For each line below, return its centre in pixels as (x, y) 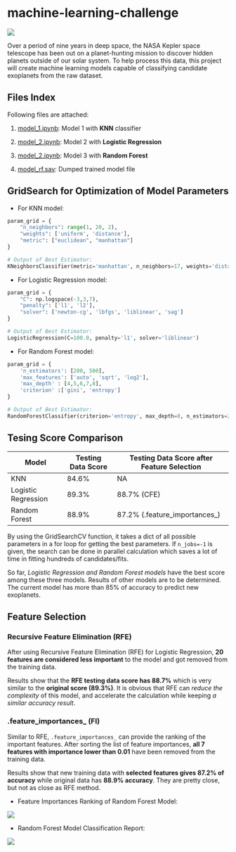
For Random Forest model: (56, 351)
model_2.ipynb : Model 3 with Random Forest (83, 155)
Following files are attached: (48, 115)
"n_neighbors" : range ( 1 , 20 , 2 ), (69, 227)
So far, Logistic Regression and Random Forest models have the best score (116, 572)
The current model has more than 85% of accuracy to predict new (103, 587)
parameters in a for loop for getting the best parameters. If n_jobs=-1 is (110, 543)
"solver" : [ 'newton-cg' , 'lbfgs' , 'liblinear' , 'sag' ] (102, 312)
